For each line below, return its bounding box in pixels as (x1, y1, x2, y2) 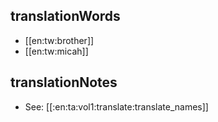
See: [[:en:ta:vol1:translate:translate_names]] (24, 100, 209, 113)
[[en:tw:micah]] (24, 45, 89, 57)
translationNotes (10, 74, 118, 91)
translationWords (10, 8, 121, 25)
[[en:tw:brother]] (24, 34, 95, 46)
